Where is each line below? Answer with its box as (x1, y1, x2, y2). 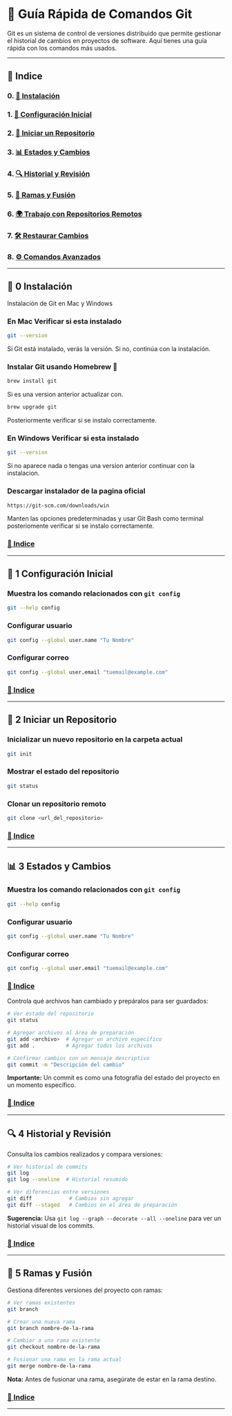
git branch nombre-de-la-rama (7, 1325, 95, 1332)
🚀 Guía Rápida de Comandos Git (7, 6, 193, 22)
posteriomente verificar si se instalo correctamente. (7, 522, 155, 530)
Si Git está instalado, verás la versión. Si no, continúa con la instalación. (7, 344, 211, 352)
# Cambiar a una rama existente (7, 1337, 100, 1344)
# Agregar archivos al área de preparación (7, 1030, 135, 1037)
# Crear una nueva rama (7, 1318, 76, 1325)
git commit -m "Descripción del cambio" (7, 1061, 126, 1068)
